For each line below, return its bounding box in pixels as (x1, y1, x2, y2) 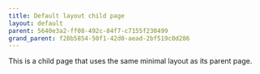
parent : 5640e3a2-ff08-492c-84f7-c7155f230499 (8, 27, 168, 35)
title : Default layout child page (8, 11, 126, 20)
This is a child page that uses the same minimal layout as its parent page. (8, 56, 253, 66)
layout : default (8, 19, 63, 27)
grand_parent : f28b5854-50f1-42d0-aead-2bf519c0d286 (8, 34, 190, 43)
